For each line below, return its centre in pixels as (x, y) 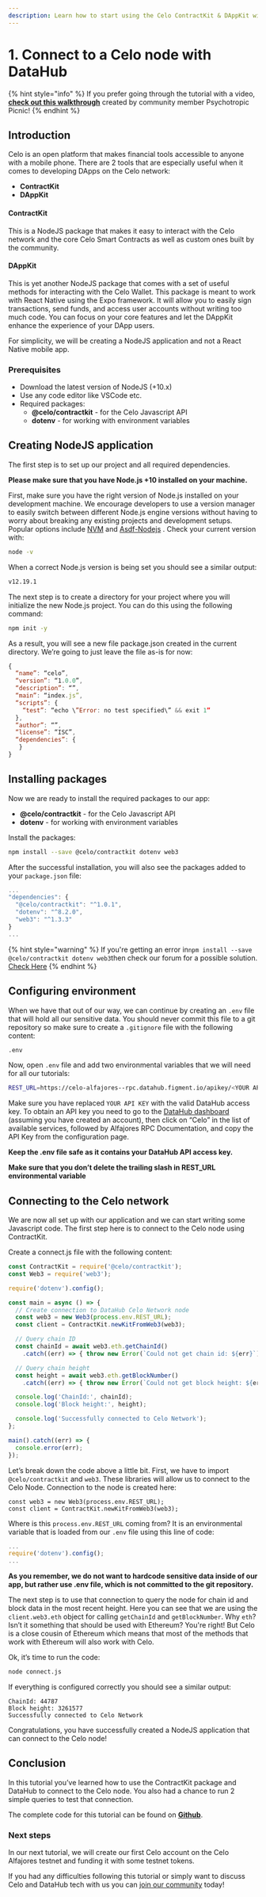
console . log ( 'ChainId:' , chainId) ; (74, 1397)
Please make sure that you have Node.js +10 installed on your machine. (128, 479)
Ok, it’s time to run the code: (54, 1658)
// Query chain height (53, 1368)
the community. (34, 247)
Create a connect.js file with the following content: (90, 1252)
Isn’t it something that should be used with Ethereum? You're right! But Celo (131, 1625)
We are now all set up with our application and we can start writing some (127, 1220)
